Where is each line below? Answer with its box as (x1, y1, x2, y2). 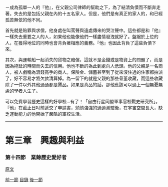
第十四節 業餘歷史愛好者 (5, 154, 67, 161)
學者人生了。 (13, 88, 40, 94)
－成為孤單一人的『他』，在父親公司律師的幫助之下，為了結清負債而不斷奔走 (5, 4, 161, 10)
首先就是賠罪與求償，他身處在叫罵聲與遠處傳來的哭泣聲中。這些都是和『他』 (5, 27, 163, 33)
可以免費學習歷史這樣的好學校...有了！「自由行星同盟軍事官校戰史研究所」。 (5, 99, 160, 104)
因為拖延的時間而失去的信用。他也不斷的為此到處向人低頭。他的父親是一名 (5, 63, 158, 69)
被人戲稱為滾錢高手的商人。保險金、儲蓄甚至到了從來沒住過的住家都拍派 (13, 69, 163, 75)
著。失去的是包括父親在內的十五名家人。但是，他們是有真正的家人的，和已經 (5, 10, 163, 16)
